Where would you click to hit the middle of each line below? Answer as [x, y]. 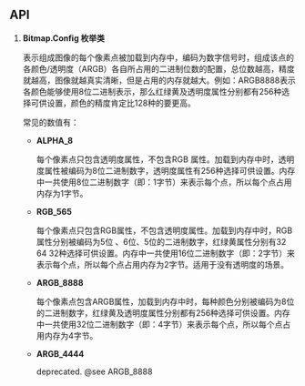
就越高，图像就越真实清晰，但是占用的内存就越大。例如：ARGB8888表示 [159, 80]
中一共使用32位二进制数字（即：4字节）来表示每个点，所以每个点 [159, 324]
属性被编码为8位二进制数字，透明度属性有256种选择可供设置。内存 [170, 170]
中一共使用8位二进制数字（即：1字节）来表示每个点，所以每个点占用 [164, 182]
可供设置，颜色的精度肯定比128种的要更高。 [113, 103]
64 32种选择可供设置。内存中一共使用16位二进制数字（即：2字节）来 [166, 253]
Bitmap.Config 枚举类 [64, 38]
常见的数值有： [51, 122]
